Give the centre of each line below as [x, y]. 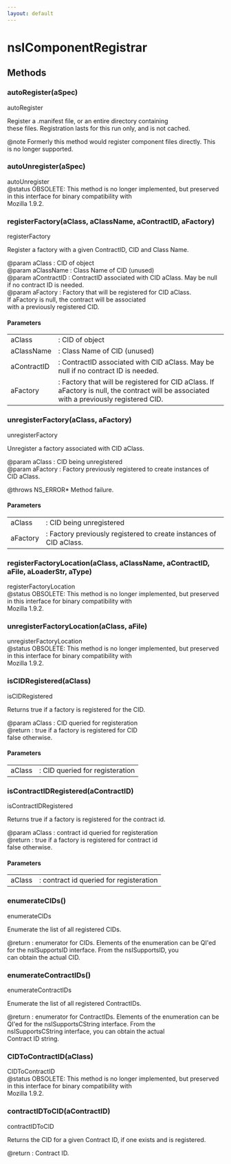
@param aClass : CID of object [51, 263]
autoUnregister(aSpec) [46, 167]
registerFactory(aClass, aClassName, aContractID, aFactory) [111, 221]
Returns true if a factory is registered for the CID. [76, 709]
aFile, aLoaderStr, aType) [49, 571]
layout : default [30, 13]
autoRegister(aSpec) [43, 92]
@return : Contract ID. [38, 1153]
